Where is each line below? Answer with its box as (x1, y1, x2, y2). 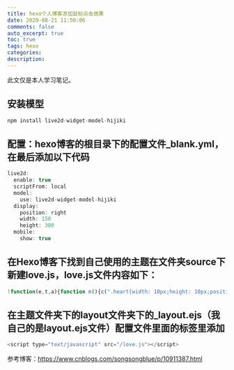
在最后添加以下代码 (7, 151, 90, 163)
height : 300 (19, 222, 54, 229)
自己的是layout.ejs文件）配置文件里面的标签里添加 (7, 322, 225, 334)
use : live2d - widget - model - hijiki (19, 196, 117, 203)
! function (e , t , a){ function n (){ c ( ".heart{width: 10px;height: (7, 288, 192, 295)
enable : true (13, 177, 52, 184)
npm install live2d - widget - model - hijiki (7, 117, 127, 124)
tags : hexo (7, 43, 39, 50)
